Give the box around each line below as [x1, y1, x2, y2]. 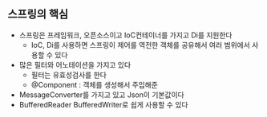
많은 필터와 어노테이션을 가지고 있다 [18, 60, 131, 69]
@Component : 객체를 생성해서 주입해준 [30, 80, 158, 89]
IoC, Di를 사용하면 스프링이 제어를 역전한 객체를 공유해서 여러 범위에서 [30, 40, 250, 49]
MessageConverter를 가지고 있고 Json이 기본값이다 [18, 90, 185, 99]
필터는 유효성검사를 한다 [30, 70, 107, 80]
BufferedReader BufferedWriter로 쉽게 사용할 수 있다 [18, 99, 188, 109]
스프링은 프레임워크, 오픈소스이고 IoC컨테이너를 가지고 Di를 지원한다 [18, 30, 233, 40]
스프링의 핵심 [7, 7, 69, 21]
